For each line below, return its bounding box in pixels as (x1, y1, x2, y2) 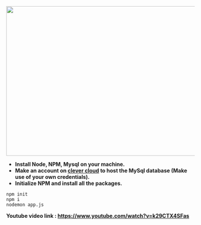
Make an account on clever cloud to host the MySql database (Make (14, 167, 187, 174)
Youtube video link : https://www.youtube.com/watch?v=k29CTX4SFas (6, 212, 190, 219)
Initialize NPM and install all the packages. (14, 180, 123, 187)
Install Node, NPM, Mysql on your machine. (14, 161, 125, 168)
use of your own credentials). (14, 174, 90, 180)
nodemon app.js (6, 202, 44, 208)
